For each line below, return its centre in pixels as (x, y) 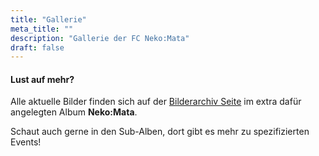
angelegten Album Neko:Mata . (74, 112)
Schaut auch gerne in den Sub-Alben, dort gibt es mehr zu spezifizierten (160, 132)
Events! (26, 142)
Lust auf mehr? (42, 79)
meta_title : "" (42, 29)
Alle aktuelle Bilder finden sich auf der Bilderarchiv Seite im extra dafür (156, 102)
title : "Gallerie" (48, 19)
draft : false (37, 47)
